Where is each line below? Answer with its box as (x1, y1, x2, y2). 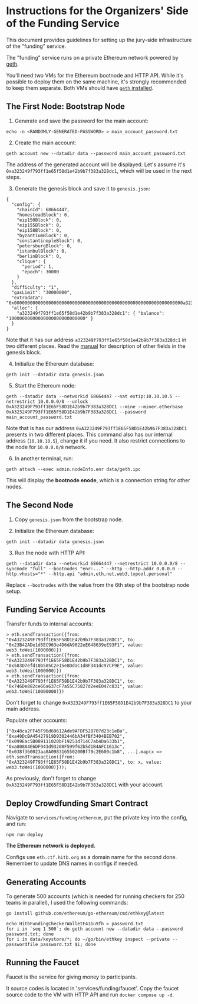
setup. (6, 587, 22, 595)
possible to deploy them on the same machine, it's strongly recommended (6, 78, 187, 85)
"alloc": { (11, 305, 38, 311)
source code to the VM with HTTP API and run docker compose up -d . (6, 991, 174, 998)
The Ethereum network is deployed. (6, 842, 96, 850)
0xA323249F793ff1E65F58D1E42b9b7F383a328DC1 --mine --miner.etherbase (6, 403, 183, 409)
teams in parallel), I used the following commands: (6, 899, 128, 906)
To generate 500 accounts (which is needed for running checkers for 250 (6, 893, 184, 900)
